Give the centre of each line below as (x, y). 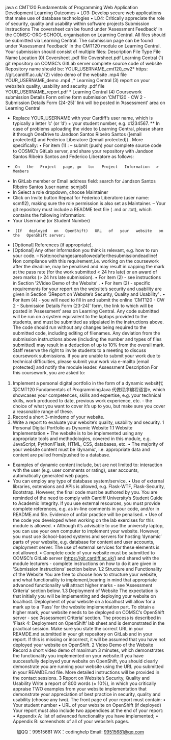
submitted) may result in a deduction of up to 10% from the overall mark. (89, 345)
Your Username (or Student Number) (51, 221)
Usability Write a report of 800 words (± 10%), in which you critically (84, 683)
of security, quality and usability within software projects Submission (77, 23)
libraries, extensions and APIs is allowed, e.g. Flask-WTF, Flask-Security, (89, 486)
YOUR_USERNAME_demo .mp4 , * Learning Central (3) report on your (78, 80)
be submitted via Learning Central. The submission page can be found (79, 41)
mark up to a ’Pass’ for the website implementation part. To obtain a (84, 607)
